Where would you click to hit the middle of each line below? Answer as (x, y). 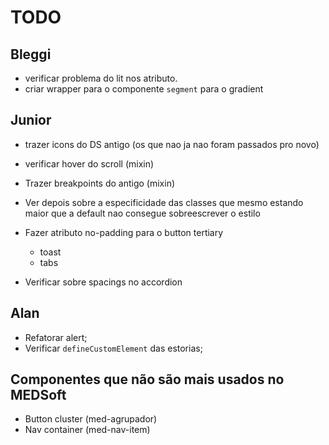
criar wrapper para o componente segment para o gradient (144, 89)
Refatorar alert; (56, 337)
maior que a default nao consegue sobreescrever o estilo (142, 213)
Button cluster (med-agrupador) (91, 419)
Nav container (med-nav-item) (87, 430)
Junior (31, 120)
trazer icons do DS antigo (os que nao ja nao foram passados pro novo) (172, 144)
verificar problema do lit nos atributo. (101, 78)
